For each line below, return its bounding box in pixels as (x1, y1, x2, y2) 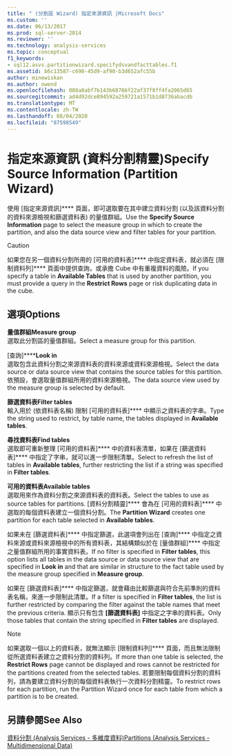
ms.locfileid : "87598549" (7, 119, 81, 126)
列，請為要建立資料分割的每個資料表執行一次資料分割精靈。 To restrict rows (7, 677, 221, 686)
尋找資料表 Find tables (7, 436, 70, 444)
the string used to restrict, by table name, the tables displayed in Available (7, 415, 219, 423)
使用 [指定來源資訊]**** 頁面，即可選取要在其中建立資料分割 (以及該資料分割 (7, 204, 225, 212)
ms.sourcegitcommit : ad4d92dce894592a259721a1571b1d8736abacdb (7, 94, 193, 101)
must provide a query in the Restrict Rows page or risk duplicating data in (7, 279, 217, 288)
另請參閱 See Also (7, 714, 83, 726)
